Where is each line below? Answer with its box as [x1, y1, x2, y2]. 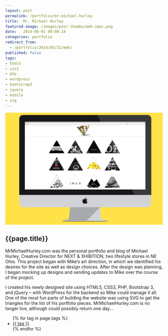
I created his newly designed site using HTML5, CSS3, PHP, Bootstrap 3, [5, 284, 154, 290]
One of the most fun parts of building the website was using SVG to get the [5, 294, 160, 300]
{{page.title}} [5, 234, 48, 243]
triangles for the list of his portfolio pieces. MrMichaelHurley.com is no [5, 300, 150, 306]
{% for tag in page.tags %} [12, 315, 68, 321]
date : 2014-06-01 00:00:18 [5, 29, 66, 35]
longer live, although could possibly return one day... [5, 305, 113, 311]
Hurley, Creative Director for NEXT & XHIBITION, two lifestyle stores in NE [5, 253, 157, 259]
